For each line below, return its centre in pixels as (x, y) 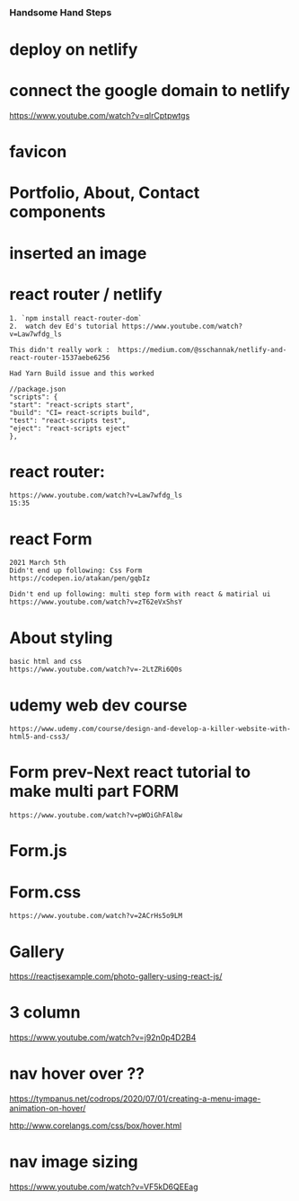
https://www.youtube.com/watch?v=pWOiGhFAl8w (96, 816)
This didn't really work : (60, 349)
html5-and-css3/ (40, 737)
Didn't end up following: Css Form (76, 571)
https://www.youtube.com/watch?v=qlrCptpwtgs (100, 116)
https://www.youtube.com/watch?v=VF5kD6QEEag (104, 1187)
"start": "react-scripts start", (72, 405)
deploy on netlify (74, 50)
